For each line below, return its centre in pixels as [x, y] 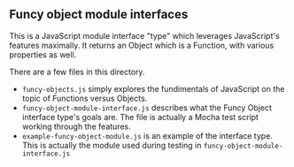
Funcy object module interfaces [99, 15]
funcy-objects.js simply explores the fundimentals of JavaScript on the [153, 88]
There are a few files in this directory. [77, 72]
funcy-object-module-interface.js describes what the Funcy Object [147, 107]
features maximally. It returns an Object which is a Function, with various [142, 45]
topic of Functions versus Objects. [85, 98]
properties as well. [43, 54]
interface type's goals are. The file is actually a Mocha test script [140, 117]
